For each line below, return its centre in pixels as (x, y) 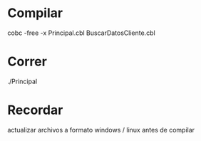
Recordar (35, 110)
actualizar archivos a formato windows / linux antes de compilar (101, 130)
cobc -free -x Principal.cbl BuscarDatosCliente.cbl (81, 33)
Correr (27, 62)
